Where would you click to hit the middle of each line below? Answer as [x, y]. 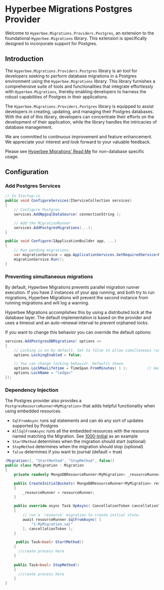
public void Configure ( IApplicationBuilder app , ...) [61, 241]
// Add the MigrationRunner [42, 223]
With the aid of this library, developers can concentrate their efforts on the [80, 117]
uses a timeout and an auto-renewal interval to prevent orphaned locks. [77, 323]
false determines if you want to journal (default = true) [67, 452]
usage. [12, 156]
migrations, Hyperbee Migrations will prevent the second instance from [77, 297]
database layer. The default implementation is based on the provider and [78, 317]
